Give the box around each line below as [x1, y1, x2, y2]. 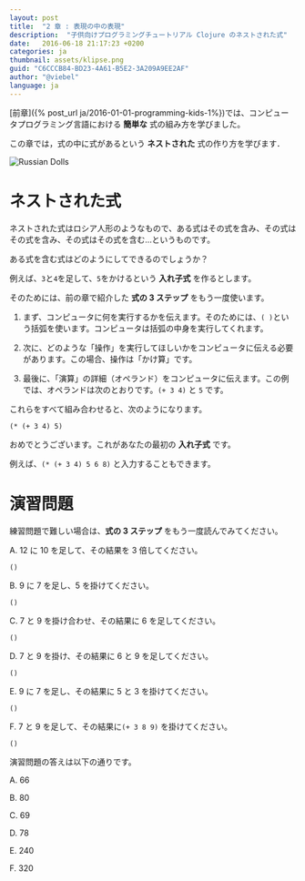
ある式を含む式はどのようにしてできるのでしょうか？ [9, 253, 209, 264]
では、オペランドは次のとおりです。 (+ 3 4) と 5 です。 [22, 384, 229, 395]
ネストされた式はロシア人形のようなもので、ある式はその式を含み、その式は [9, 222, 297, 233]
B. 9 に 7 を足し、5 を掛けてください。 [9, 580, 155, 591]
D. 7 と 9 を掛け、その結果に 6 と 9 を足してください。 [9, 650, 214, 661]
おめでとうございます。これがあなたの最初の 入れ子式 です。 [9, 439, 237, 450]
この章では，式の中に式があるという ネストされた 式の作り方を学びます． [9, 137, 285, 148]
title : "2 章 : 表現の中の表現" [9, 22, 126, 31]
